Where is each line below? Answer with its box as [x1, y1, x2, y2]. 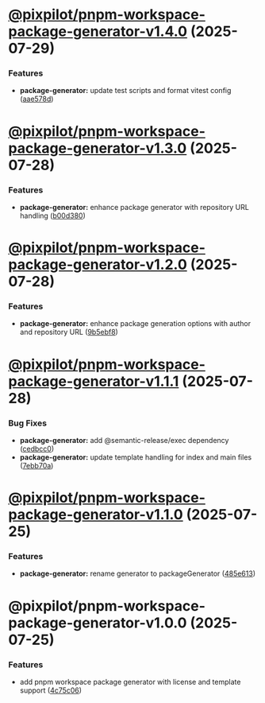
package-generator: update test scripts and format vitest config [19, 86, 232, 95]
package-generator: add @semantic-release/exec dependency [19, 435, 229, 445]
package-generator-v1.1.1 [8, 372, 179, 390]
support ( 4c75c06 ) [19, 686, 82, 695]
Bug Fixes [8, 418, 48, 429]
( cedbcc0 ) [19, 444, 54, 453]
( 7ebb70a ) [19, 460, 54, 470]
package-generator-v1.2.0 [8, 256, 188, 274]
